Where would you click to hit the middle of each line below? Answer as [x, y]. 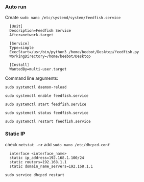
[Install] [19, 65]
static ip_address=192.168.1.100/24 [47, 158]
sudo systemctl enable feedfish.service [47, 96]
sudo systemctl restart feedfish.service [48, 122]
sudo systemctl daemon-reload [36, 87]
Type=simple [22, 48]
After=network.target [32, 35]
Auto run [16, 7]
